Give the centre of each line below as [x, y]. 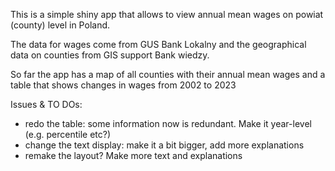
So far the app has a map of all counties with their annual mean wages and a [168, 74]
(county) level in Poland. [60, 25]
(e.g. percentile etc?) [68, 134]
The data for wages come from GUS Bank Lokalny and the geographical [158, 44]
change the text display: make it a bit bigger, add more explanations [164, 145]
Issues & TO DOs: [46, 104]
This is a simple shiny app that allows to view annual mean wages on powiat [167, 14]
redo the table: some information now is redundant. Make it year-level [168, 123]
